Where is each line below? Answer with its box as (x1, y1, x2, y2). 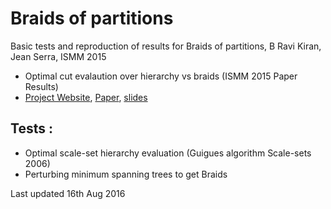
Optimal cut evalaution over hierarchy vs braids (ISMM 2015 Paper (24, 70, 298, 82)
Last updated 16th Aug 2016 (10, 187, 126, 199)
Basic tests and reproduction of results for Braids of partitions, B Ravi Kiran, (10, 40, 322, 52)
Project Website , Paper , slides (24, 91, 148, 103)
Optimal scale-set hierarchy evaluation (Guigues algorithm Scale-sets (24, 147, 312, 159)
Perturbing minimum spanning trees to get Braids (24, 168, 228, 180)
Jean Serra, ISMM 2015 (10, 50, 107, 62)
